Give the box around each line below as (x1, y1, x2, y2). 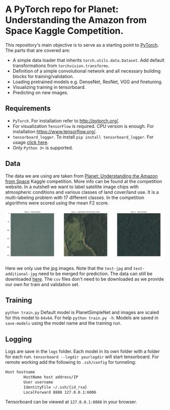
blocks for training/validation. (12, 73, 74, 79)
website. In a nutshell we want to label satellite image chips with (5, 184, 139, 190)
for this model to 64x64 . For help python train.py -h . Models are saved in (5, 315, 159, 321)
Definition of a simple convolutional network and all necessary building (12, 67, 161, 74)
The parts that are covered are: (5, 47, 71, 53)
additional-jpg (5, 271, 38, 277)
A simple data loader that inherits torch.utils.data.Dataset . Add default (12, 57, 165, 63)
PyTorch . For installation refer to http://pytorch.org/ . (12, 118, 120, 124)
